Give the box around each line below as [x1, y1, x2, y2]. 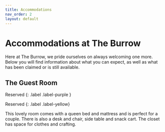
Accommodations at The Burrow [5, 37, 141, 49]
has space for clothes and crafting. [5, 121, 77, 127]
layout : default [5, 16, 39, 21]
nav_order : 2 [5, 12, 32, 17]
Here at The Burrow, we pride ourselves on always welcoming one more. [5, 54, 153, 60]
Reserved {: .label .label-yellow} [5, 101, 70, 107]
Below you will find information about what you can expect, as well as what [5, 59, 158, 65]
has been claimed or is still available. [5, 65, 80, 70]
